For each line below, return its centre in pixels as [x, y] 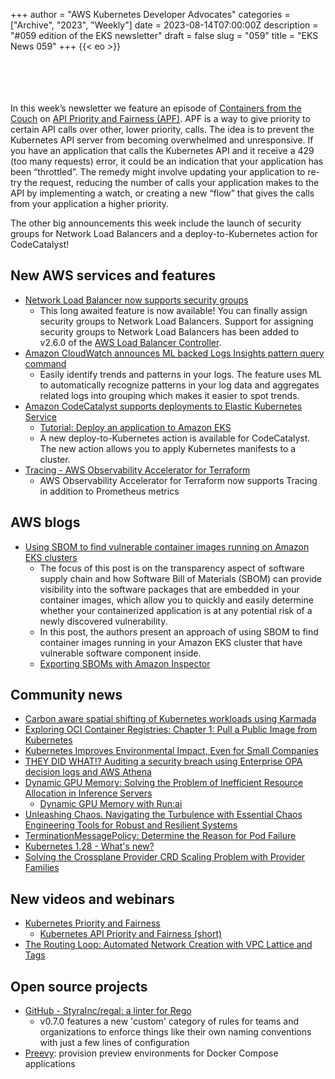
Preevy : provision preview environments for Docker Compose [151, 1053]
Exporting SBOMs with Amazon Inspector [125, 663]
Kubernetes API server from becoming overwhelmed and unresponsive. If [162, 140]
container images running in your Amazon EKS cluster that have [171, 642]
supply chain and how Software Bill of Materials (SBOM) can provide [181, 578]
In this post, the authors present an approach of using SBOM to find [179, 631]
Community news [66, 695]
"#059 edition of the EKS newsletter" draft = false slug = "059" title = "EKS [164, 35]
